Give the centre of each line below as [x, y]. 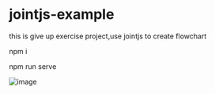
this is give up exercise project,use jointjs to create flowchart [108, 36]
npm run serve [33, 66]
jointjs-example [62, 14]
